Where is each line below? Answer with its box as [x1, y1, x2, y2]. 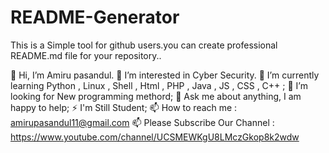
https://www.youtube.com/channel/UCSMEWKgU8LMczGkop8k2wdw [10, 131, 300, 143]
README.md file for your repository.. [10, 49, 162, 61]
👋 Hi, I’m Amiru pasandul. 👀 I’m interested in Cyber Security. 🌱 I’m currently [10, 69, 320, 81]
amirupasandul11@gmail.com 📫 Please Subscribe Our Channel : [10, 116, 275, 128]
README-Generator [10, 6, 180, 29]
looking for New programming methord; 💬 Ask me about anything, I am [10, 90, 302, 102]
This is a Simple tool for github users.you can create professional [10, 39, 278, 51]
